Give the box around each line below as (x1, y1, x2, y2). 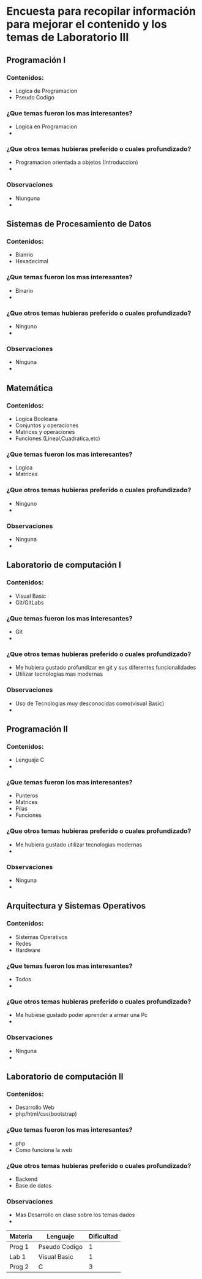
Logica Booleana (15, 415, 58, 423)
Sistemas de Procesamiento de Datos (6, 219, 152, 230)
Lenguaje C (15, 756, 45, 763)
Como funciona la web (15, 1146, 72, 1153)
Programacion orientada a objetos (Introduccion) (15, 158, 139, 166)
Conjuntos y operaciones (15, 422, 79, 429)
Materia (9, 1232, 32, 1241)
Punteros (15, 792, 39, 799)
